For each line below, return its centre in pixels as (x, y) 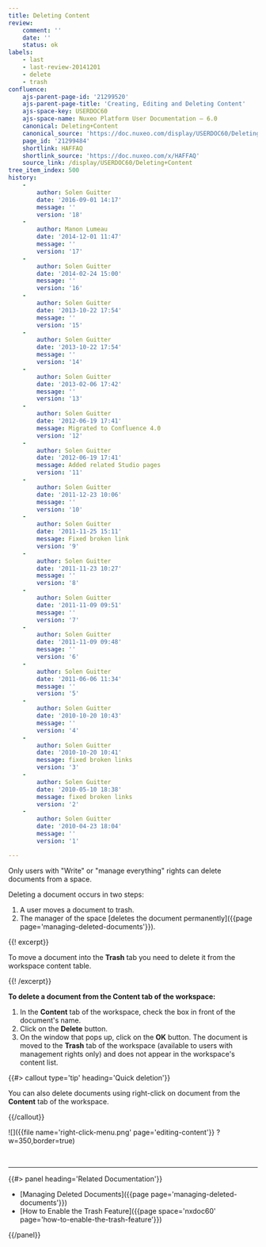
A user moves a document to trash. (77, 909)
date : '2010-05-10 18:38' (80, 790)
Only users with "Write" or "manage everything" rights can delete (115, 870)
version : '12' (60, 436)
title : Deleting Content (49, 15)
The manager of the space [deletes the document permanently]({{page (136, 918)
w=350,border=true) (42, 1140)
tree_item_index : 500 (44, 170)
